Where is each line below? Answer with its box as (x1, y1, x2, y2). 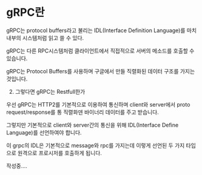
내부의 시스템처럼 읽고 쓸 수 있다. (6, 34, 84, 41)
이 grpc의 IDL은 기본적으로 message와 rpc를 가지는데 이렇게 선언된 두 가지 (6, 142, 185, 149)
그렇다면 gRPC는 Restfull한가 (15, 88, 86, 95)
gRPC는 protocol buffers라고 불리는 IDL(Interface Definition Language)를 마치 (6, 27, 197, 34)
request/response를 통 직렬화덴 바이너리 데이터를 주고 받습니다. (6, 108, 159, 116)
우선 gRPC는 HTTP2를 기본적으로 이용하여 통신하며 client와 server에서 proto (6, 101, 190, 108)
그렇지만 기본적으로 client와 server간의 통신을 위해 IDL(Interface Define (6, 121, 179, 128)
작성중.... (6, 162, 27, 170)
